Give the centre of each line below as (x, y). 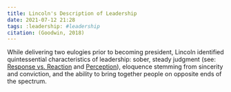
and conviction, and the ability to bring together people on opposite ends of (114, 74)
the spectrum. (27, 81)
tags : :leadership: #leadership (53, 26)
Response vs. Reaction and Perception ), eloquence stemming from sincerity (115, 67)
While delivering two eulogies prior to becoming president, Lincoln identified (115, 52)
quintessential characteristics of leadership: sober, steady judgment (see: (111, 60)
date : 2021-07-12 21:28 (41, 20)
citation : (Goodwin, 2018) (46, 33)
